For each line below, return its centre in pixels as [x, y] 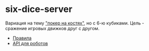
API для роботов [30, 43]
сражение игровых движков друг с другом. [52, 28]
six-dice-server [39, 9]
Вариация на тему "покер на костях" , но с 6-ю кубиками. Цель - [75, 23]
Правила [22, 38]
